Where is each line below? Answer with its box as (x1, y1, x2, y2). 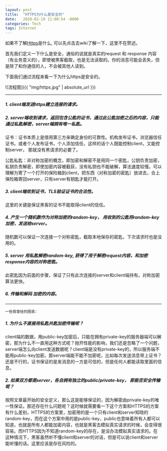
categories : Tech (5, 21, 41, 26)
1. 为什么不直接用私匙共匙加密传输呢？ (5, 320, 83, 326)
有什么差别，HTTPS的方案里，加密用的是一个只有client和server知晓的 (5, 409, 149, 416)
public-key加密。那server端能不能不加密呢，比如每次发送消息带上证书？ (13, 352, 162, 358)
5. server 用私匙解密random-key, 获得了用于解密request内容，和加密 (5, 252, 148, 258)
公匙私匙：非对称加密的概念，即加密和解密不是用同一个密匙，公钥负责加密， (5, 157, 162, 163)
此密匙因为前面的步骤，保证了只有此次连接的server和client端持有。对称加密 (5, 272, 160, 278)
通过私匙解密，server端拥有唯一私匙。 (5, 121, 84, 127)
